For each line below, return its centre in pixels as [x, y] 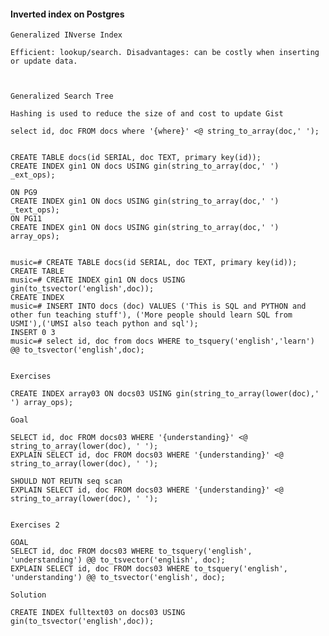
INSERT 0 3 [33, 333]
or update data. [44, 61]
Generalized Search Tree [62, 96]
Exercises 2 [35, 525]
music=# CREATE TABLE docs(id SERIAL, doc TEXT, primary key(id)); [154, 263]
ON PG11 [26, 219]
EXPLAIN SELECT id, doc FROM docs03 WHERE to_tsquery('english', [149, 569]
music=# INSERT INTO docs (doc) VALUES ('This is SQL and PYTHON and [158, 306]
